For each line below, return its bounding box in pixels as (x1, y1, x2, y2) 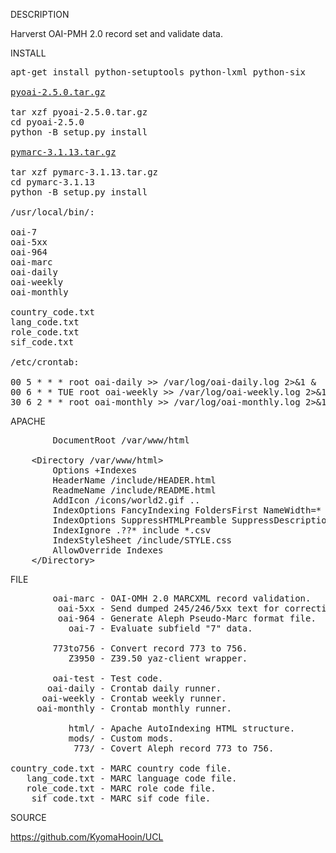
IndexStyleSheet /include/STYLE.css (52, 535, 233, 546)
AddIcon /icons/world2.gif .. (52, 495, 201, 506)
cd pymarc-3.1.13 (10, 177, 95, 188)
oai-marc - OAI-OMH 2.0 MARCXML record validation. (52, 593, 312, 604)
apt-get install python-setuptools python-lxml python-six (10, 67, 307, 78)
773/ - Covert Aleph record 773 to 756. (73, 743, 275, 754)
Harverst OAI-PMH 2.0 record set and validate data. (10, 28, 223, 39)
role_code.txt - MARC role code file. (26, 783, 217, 794)
